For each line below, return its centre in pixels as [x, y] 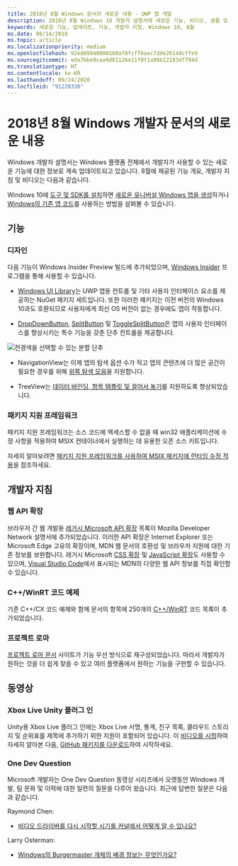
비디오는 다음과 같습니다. [56, 180]
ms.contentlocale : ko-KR [44, 73]
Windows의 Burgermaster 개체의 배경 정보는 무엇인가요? [97, 855]
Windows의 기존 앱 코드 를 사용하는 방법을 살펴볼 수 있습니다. [91, 204]
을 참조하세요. [32, 465]
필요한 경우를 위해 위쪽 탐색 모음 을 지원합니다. [81, 371]
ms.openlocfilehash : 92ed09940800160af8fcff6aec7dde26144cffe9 [103, 54]
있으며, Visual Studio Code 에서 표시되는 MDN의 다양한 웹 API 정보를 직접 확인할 [119, 563]
